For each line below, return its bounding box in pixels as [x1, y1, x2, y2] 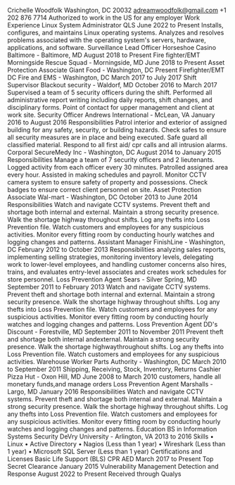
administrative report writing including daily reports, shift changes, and [7, 96, 212, 104]
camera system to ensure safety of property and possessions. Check [7, 178, 208, 186]
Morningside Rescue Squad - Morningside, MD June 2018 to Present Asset [7, 58, 225, 66]
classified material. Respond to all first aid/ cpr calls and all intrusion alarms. [7, 141, 228, 149]
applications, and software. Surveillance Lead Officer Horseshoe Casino [7, 44, 217, 51]
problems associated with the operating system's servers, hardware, [7, 36, 206, 44]
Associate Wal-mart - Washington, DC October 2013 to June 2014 [7, 193, 198, 201]
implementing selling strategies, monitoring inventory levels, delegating [7, 253, 214, 261]
